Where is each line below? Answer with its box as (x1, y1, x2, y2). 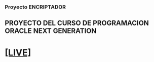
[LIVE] (5, 46, 31, 58)
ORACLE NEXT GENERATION (5, 26, 97, 35)
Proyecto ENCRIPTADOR (5, 3, 66, 10)
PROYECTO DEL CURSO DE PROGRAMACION (5, 19, 149, 27)
